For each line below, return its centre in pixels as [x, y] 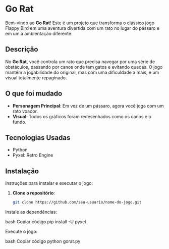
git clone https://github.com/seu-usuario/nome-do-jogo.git [77, 203]
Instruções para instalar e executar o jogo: [49, 183]
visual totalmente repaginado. [36, 78]
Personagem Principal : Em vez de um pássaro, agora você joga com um [88, 106]
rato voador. [25, 111]
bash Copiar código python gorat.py [43, 241]
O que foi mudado [34, 94]
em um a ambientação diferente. [39, 33]
